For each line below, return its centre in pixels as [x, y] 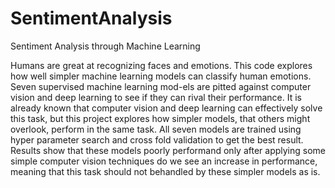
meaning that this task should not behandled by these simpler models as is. [165, 171]
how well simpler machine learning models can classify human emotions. [161, 76]
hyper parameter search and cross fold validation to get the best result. [157, 139]
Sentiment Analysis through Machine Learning [105, 46]
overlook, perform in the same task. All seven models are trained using [156, 129]
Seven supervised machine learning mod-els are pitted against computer [161, 86]
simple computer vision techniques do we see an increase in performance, [164, 161]
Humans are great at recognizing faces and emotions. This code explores [161, 65]
